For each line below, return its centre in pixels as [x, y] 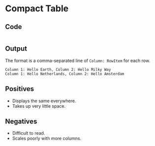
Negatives [21, 122]
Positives [20, 89]
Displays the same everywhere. [44, 101]
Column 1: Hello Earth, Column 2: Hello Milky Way [58, 69]
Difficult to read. [29, 133]
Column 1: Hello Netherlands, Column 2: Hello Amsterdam [65, 74]
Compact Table [37, 9]
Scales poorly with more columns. [47, 139]
